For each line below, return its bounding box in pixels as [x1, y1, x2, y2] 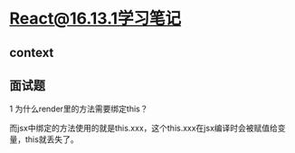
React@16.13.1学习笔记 [9, 8, 182, 29]
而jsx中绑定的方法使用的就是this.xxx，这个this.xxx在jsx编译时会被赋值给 [9, 123, 279, 134]
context [9, 44, 54, 60]
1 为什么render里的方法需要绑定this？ [9, 103, 148, 114]
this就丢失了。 [24, 134, 79, 145]
